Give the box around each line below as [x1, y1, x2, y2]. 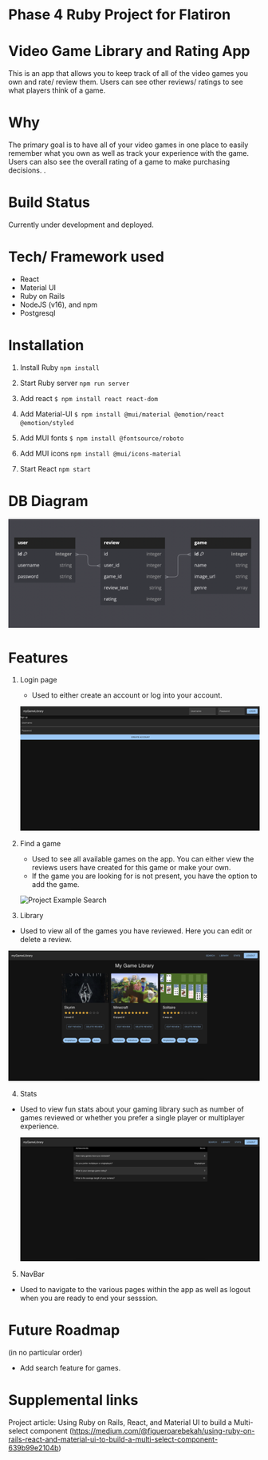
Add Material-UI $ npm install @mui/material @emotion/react [19, 409, 225, 419]
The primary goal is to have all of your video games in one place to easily [8, 140, 249, 149]
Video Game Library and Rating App [8, 42, 250, 61]
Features [8, 649, 69, 666]
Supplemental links [8, 1391, 139, 1410]
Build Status [8, 193, 90, 212]
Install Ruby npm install [19, 362, 100, 372]
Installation [8, 336, 85, 355]
